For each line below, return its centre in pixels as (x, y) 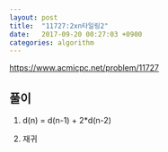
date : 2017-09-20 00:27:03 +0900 (76, 34)
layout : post (34, 17)
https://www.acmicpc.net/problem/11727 (84, 68)
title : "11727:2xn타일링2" (59, 26)
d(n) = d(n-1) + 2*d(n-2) (67, 121)
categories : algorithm (52, 42)
